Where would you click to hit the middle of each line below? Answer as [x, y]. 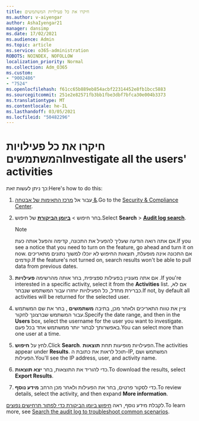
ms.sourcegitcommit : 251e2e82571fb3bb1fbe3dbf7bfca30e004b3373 [86, 95]
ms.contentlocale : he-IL [37, 106]
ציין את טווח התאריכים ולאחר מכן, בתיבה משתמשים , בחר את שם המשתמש [100, 308]
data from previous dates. [46, 267]
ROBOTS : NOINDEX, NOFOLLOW [40, 56]
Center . [24, 206]
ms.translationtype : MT [36, 100]
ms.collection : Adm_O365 [37, 67]
